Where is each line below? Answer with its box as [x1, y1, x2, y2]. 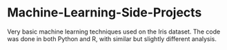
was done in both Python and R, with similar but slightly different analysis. [7, 34, 217, 42]
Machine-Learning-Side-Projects [7, 5, 202, 21]
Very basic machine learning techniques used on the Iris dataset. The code [7, 27, 221, 36]
